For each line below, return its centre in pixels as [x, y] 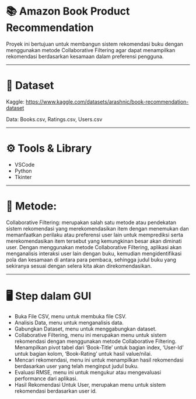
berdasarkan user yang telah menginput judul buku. [76, 366]
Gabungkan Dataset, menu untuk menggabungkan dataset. [85, 329]
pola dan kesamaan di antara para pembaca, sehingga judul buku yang [91, 259]
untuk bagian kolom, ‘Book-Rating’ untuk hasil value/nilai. [83, 353]
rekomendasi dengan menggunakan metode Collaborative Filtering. [95, 341]
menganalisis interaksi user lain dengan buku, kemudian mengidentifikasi [94, 253]
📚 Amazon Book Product [68, 11]
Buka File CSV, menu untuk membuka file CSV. [70, 316]
